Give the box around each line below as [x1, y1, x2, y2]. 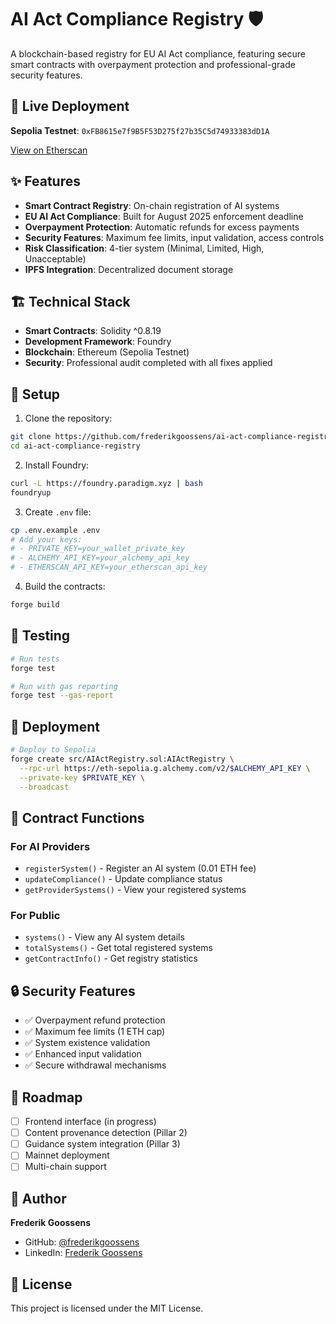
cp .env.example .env [10, 525, 101, 535]
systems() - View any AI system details [24, 931, 185, 943]
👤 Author [10, 1190, 67, 1207]
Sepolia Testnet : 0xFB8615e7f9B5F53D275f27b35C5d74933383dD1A [10, 124, 270, 136]
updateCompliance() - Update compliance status [24, 873, 223, 885]
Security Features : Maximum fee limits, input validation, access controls [24, 231, 325, 243]
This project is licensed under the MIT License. [10, 1302, 204, 1314]
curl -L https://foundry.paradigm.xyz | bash [10, 478, 203, 488]
